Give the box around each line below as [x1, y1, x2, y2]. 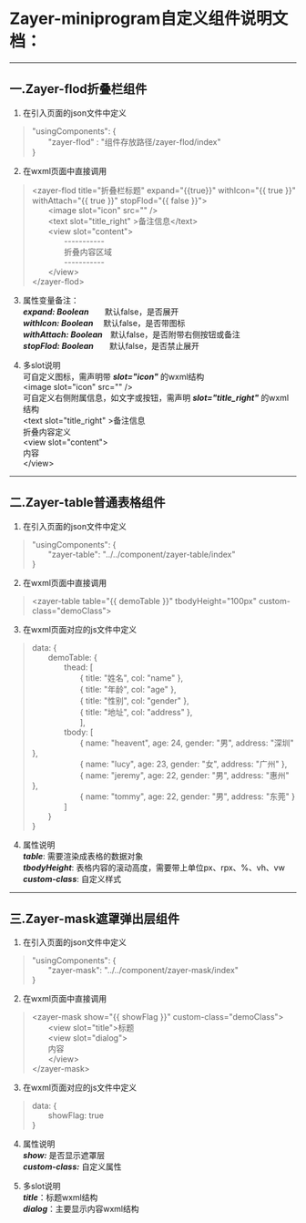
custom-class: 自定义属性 [22, 1161, 122, 1172]
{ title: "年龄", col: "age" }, [79, 683, 177, 694]
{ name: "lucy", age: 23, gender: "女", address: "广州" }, [79, 758, 288, 769]
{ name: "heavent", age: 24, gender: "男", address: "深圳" [79, 737, 294, 748]
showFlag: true [47, 1110, 105, 1121]
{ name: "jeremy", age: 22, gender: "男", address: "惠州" [79, 769, 290, 780]
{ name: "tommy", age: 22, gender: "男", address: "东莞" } [79, 790, 296, 802]
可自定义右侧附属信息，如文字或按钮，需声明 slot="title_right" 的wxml [22, 392, 290, 403]
